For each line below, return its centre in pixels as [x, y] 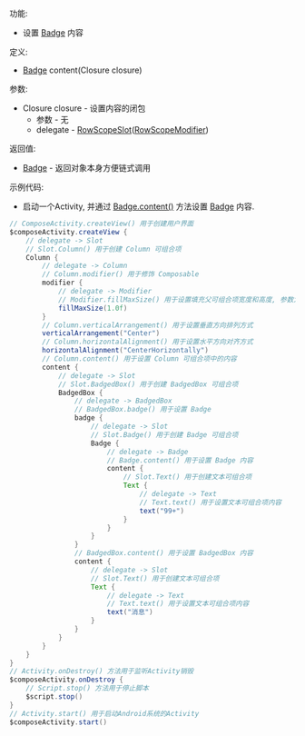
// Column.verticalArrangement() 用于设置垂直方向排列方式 [148, 325]
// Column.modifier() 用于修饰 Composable [121, 274]
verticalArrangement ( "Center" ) [101, 333]
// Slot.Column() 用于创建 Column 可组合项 [103, 249]
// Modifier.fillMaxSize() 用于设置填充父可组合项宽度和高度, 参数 [176, 299]
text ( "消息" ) [130, 612]
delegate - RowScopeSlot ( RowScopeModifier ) [122, 129]
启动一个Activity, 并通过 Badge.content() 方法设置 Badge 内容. [138, 206]
